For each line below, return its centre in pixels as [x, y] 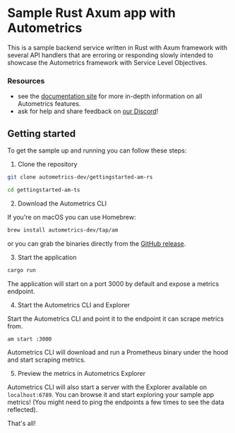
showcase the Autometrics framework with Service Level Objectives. [108, 62]
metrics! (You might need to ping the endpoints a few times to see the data [116, 402]
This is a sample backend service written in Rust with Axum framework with [117, 47]
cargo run [22, 270]
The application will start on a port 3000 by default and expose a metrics [113, 283]
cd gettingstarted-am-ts [44, 190]
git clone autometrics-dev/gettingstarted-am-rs [80, 177]
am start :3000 [30, 339]
